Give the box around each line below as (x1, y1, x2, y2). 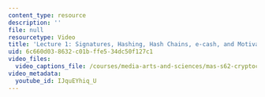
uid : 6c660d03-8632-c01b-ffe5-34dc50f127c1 (8, 48, 154, 56)
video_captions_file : (15, 63, 87, 70)
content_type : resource (8, 11, 87, 20)
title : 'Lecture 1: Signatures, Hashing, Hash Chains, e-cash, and (8, 41, 235, 48)
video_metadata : (8, 70, 62, 77)
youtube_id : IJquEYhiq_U (15, 77, 97, 84)
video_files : (8, 56, 51, 63)
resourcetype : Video (8, 33, 77, 41)
